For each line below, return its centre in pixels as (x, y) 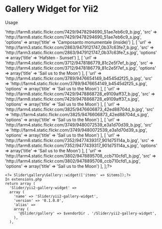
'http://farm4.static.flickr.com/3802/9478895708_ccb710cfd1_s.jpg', (73, 161)
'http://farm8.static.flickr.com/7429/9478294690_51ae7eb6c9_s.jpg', (73, 37)
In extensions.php (23, 179)
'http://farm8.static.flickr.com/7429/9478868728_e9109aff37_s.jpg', (72, 99)
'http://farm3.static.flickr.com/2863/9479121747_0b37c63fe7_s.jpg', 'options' (81, 53)
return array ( (20, 183)
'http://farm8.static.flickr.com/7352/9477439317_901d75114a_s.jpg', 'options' (81, 145)
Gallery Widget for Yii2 (52, 9)
